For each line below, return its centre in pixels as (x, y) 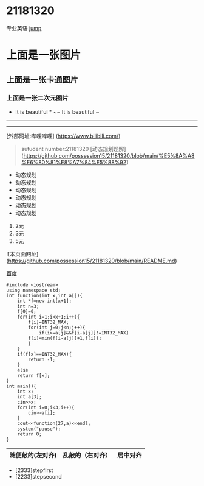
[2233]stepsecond (38, 476)
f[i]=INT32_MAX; (49, 322)
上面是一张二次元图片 (37, 98)
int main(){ (21, 386)
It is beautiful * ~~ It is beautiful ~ (57, 112)
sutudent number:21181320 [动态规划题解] (73, 149)
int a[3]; (30, 396)
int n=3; (28, 306)
